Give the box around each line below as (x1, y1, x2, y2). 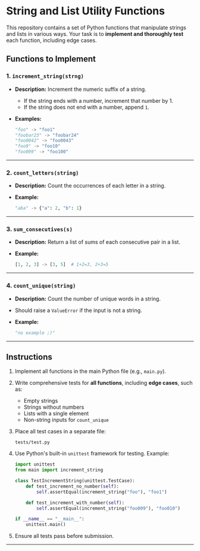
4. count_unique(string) (6, 281, 76, 290)
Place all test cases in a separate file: (14, 428, 106, 435)
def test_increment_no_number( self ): (26, 483, 120, 489)
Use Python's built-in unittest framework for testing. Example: (14, 450, 170, 457)
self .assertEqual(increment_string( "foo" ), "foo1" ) (36, 489, 167, 495)
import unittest (14, 461, 55, 467)
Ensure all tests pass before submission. (14, 532, 114, 540)
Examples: (14, 115, 42, 122)
